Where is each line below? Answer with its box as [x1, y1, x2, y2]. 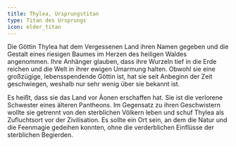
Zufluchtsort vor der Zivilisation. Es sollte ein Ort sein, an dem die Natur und [7, 116, 228, 124]
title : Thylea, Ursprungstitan [7, 10, 99, 18]
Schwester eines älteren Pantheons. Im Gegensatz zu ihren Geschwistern [7, 101, 221, 109]
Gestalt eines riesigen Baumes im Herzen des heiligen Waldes [7, 50, 187, 58]
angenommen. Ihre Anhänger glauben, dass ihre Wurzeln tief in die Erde [7, 58, 217, 66]
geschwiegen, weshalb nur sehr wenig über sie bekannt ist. [7, 80, 180, 88]
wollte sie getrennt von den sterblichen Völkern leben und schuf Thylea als [7, 108, 224, 117]
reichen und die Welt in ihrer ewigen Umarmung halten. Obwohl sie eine [7, 65, 216, 74]
